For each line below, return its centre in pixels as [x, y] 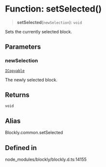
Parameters [23, 47]
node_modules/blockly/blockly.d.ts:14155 [46, 159]
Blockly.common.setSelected [34, 133]
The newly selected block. [31, 80]
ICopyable [15, 71]
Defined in [21, 148]
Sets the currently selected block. [39, 31]
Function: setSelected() [53, 9]
